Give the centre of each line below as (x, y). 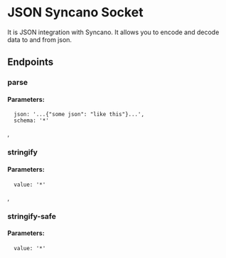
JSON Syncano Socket (75, 12)
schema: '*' (32, 121)
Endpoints (31, 62)
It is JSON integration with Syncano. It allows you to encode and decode (113, 32)
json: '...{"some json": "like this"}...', (79, 115)
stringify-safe (32, 216)
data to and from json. (40, 39)
